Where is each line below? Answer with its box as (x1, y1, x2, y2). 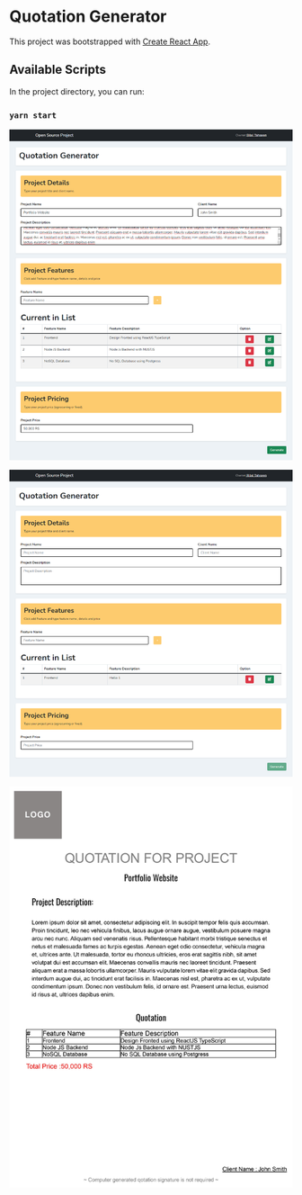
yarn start (9, 110, 57, 121)
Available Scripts (9, 62, 106, 77)
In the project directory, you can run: (9, 85, 145, 96)
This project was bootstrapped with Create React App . (9, 36, 211, 47)
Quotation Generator (9, 6, 167, 27)
